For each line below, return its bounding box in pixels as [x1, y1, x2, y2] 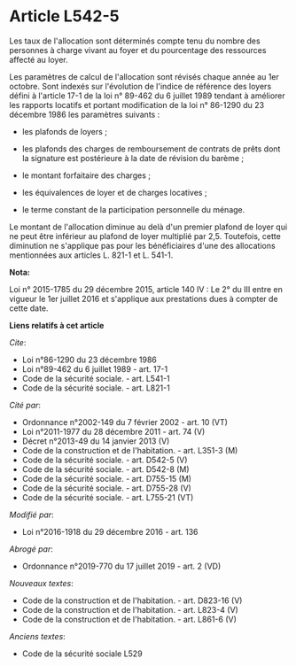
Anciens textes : [9, 631, 66, 641]
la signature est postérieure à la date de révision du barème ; [21, 152, 245, 163]
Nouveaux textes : [9, 577, 74, 588]
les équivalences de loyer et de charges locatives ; [21, 187, 207, 197]
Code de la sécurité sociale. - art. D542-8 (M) [21, 463, 190, 475]
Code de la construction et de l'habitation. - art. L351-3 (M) [21, 445, 238, 455]
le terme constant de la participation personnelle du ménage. [21, 204, 245, 214]
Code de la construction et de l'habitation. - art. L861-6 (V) [21, 614, 238, 624]
